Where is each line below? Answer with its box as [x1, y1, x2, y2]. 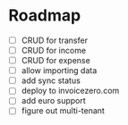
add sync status [21, 75, 81, 86]
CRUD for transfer [21, 35, 89, 46]
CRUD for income [21, 46, 87, 55]
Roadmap [8, 5, 81, 26]
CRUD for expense [21, 55, 90, 66]
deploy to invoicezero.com [21, 86, 120, 96]
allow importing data [21, 65, 98, 76]
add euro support [21, 96, 86, 106]
